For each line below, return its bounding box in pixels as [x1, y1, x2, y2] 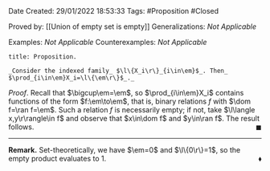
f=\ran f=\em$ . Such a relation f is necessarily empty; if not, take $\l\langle [8, 105, 256, 114]
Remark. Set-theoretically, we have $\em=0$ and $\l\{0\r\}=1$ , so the [8, 145, 241, 154]
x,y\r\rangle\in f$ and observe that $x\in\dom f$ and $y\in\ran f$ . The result [8, 114, 260, 123]
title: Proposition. [8, 53, 78, 61]
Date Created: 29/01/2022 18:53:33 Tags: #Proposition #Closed [8, 6, 219, 15]
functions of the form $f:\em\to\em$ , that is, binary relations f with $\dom [8, 96, 252, 106]
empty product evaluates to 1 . [8, 154, 107, 163]
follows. [8, 122, 35, 132]
